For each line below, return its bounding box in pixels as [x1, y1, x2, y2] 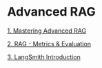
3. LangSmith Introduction [7, 52, 81, 61]
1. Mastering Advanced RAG [7, 27, 87, 35]
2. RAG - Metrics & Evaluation [7, 39, 92, 48]
